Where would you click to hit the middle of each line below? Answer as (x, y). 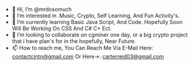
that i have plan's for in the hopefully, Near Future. (74, 41)
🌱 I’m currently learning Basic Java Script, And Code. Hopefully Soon (97, 22)
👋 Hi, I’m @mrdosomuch (42, 9)
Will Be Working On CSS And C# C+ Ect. (62, 28)
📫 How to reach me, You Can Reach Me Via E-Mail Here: (82, 48)
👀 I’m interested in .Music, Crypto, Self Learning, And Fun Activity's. (96, 16)
